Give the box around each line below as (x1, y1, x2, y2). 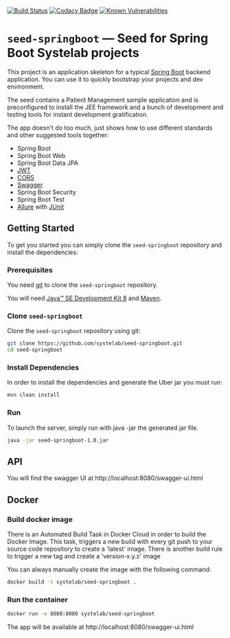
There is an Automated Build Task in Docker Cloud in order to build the (7, 529, 207, 538)
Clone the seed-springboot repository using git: (7, 327, 141, 335)
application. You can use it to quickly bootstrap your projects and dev (7, 75, 204, 83)
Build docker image (7, 514, 73, 524)
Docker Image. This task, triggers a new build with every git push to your (7, 537, 213, 545)
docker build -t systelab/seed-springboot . (7, 578, 137, 585)
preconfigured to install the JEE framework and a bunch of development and (7, 103, 224, 111)
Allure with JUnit (16, 203, 64, 211)
